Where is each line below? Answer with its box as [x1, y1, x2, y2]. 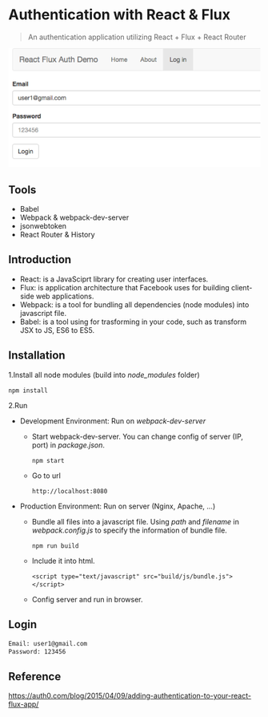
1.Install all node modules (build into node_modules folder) [8, 370, 200, 379]
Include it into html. [31, 556, 95, 565]
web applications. [35, 291, 94, 301]
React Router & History [19, 229, 95, 239]
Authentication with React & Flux [8, 6, 230, 24]
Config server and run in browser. [31, 594, 143, 604]
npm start [31, 456, 66, 464]
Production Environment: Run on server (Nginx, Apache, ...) [19, 501, 216, 511]
